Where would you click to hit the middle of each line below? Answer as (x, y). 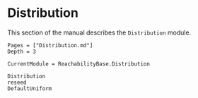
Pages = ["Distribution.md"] (50, 45)
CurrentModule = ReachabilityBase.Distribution (79, 64)
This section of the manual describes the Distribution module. (99, 32)
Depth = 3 (22, 51)
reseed (17, 82)
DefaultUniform (30, 88)
